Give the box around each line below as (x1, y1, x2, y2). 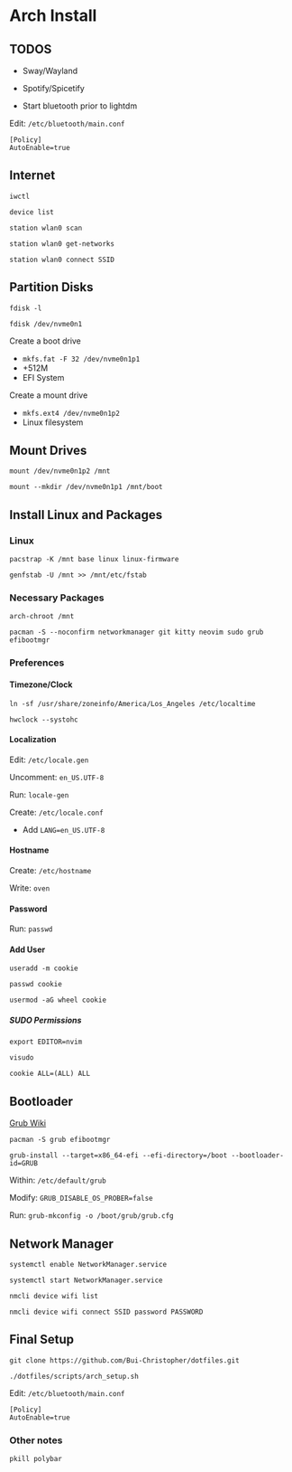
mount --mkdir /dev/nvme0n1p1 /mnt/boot (9, 483, 164, 492)
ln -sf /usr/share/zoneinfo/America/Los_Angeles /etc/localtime (9, 699, 256, 708)
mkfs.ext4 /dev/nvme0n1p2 (22, 409, 120, 418)
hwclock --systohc (9, 715, 78, 724)
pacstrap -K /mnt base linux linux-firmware (9, 555, 179, 564)
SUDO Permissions (9, 1014, 82, 1025)
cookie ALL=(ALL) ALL (9, 1069, 91, 1079)
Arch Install (9, 5, 97, 26)
